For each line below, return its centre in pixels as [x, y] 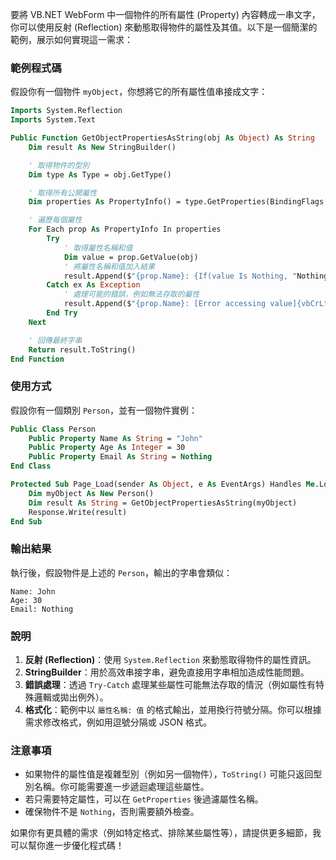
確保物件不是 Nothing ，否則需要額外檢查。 [112, 812]
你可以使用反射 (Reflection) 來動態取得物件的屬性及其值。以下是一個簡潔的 [164, 27]
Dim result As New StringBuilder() [102, 147]
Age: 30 [26, 600]
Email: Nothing [42, 609]
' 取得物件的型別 [59, 165]
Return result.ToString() [82, 349]
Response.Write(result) [78, 512]
